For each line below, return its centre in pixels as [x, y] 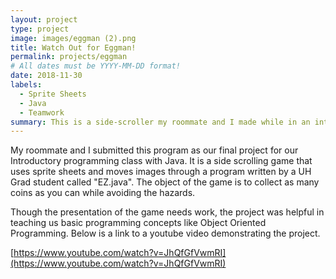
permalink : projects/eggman [69, 57]
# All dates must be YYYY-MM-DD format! [96, 66]
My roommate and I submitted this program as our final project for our [154, 150]
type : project [40, 29]
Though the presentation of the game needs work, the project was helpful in [167, 212]
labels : [26, 85]
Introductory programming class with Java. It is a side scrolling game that [161, 161]
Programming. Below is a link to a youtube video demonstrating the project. [165, 233]
